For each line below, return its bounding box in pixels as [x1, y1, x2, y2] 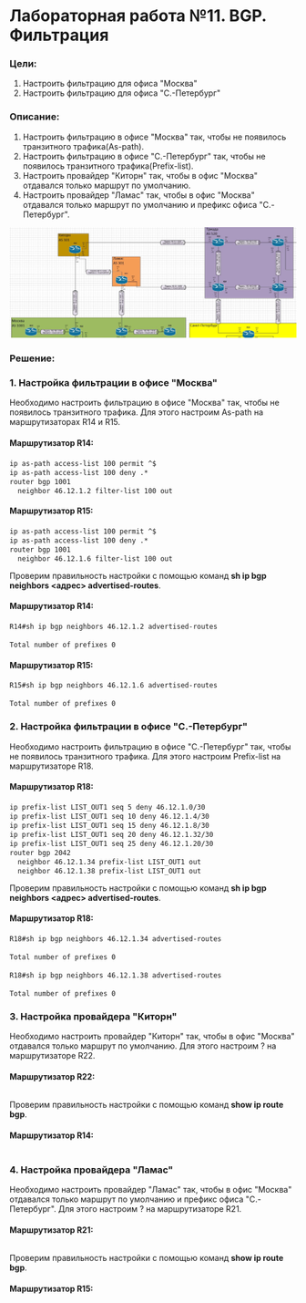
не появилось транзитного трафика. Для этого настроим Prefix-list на [9, 750, 281, 761]
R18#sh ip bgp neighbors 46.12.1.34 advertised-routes [9, 934, 222, 944]
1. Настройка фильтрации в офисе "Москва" [9, 377, 219, 389]
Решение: [9, 352, 56, 365]
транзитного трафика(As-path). [22, 140, 144, 151]
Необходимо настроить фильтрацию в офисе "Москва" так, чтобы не [9, 398, 280, 408]
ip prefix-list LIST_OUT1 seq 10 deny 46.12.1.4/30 [9, 812, 209, 821]
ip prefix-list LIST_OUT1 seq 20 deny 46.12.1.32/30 [9, 830, 214, 839]
